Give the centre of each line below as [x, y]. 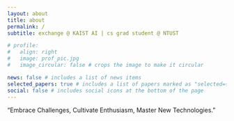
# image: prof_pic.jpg [43, 59]
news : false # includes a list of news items [74, 77]
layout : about [28, 14]
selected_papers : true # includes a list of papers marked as [99, 84]
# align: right [32, 52]
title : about [26, 20]
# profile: [23, 46]
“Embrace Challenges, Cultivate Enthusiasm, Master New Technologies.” [111, 110]
